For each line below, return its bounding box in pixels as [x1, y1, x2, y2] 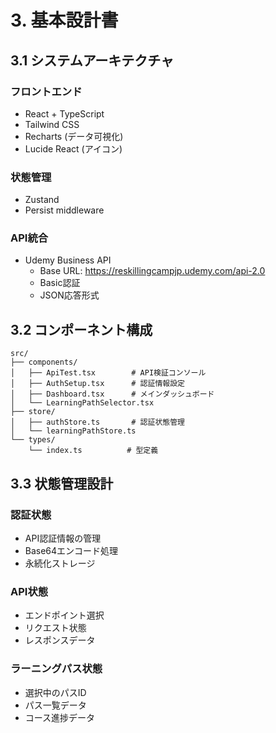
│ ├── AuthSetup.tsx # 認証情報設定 [10, 379, 185, 389]
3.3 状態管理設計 [10, 475, 114, 492]
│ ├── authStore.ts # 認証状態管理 [10, 417, 185, 428]
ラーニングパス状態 [10, 662, 103, 676]
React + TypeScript [24, 107, 105, 120]
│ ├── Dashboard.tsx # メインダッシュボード [10, 389, 215, 400]
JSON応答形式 [39, 289, 100, 301]
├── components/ [10, 357, 78, 368]
